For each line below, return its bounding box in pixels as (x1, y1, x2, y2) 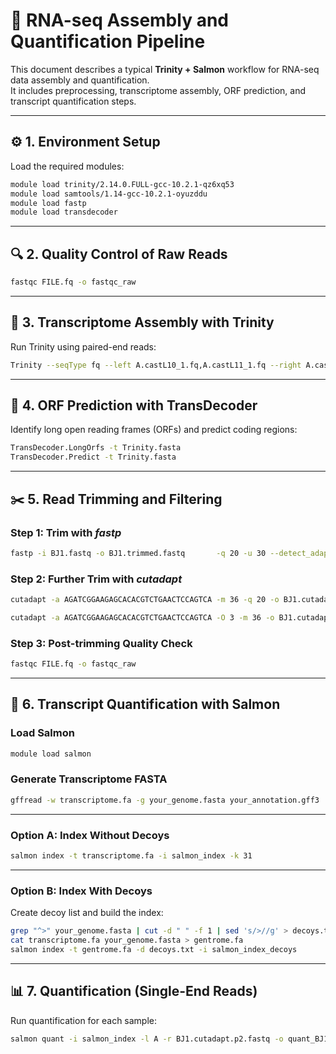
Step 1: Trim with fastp (10, 525, 122, 539)
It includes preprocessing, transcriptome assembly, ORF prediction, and (10, 84, 307, 96)
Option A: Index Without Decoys (10, 828, 170, 842)
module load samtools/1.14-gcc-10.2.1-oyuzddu (10, 189, 208, 199)
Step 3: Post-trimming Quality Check (10, 636, 193, 650)
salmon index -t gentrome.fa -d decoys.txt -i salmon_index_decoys (10, 944, 298, 954)
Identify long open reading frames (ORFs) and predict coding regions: (10, 424, 298, 436)
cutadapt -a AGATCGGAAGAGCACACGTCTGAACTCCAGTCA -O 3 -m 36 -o (10, 612, 275, 623)
